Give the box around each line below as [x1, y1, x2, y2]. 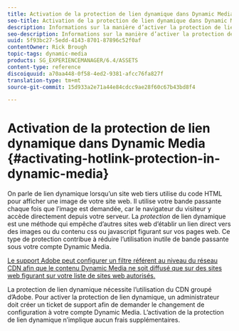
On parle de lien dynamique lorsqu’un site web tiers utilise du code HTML [7, 190, 223, 198]
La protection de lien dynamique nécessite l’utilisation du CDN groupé [7, 285, 212, 294]
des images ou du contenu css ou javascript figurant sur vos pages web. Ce [7, 228, 230, 236]
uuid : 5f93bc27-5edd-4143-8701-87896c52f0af [7, 37, 142, 44]
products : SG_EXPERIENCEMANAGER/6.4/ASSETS [7, 57, 139, 64]
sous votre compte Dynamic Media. [7, 243, 112, 251]
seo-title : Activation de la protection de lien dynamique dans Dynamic [7, 17, 228, 24]
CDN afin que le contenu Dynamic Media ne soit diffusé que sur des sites [7, 264, 223, 273]
